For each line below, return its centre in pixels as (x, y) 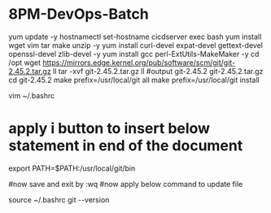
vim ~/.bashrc (32, 95)
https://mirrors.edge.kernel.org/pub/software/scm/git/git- (139, 63)
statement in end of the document (126, 146)
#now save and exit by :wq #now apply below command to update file (126, 184)
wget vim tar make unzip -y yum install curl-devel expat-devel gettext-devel (135, 45)
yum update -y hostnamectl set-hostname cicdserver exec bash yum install (135, 37)
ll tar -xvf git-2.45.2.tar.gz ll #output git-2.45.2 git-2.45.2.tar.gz (158, 71)
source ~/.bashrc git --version (59, 199)
